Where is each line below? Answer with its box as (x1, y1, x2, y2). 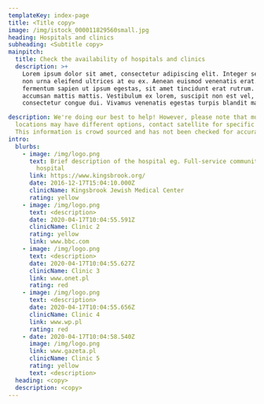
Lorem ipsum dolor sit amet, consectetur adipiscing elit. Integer (22, 70, 247, 78)
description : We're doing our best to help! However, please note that (8, 113, 247, 122)
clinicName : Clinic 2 (28, 223, 101, 231)
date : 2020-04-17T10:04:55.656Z (28, 303, 135, 311)
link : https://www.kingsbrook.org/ (28, 172, 146, 180)
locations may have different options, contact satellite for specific (15, 121, 255, 129)
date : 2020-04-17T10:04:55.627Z (28, 259, 135, 267)
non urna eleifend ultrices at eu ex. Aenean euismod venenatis (22, 77, 237, 85)
